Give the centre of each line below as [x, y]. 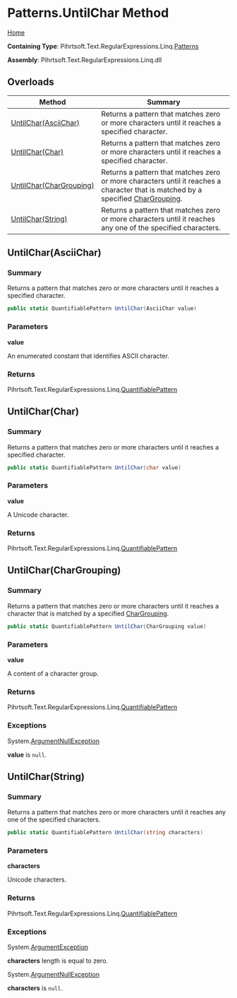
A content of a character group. [53, 673]
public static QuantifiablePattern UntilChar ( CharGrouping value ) [107, 626]
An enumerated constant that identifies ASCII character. [88, 356]
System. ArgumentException [48, 946]
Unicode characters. [37, 879]
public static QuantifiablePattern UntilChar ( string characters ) [105, 833]
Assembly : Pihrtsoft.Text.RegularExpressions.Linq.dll [85, 60]
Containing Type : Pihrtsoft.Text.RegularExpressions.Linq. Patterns [103, 46]
